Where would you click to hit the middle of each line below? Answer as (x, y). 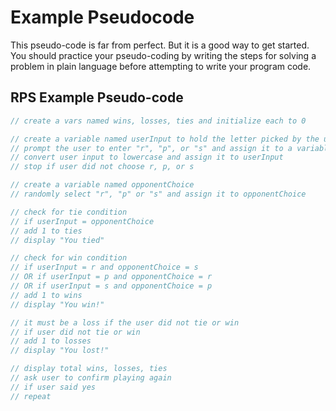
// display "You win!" (57, 304)
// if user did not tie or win (75, 332)
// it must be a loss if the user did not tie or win (125, 322)
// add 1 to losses (51, 341)
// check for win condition (69, 258)
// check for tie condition (69, 212)
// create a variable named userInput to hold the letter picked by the (165, 139)
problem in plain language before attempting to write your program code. (161, 66)
